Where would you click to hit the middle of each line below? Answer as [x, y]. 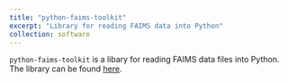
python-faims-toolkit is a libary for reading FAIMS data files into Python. [144, 60]
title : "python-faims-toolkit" [68, 17]
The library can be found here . [66, 69]
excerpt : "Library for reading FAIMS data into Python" [116, 26]
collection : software [50, 34]
